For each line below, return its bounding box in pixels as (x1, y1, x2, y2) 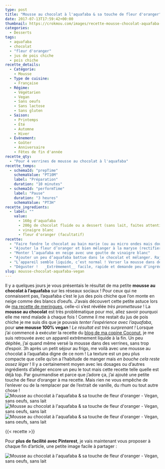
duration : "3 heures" (14, 195, 58, 200)
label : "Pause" (14, 191, 45, 195)
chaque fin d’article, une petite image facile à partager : (5, 443, 117, 449)
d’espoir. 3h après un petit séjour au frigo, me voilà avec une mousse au (5, 345, 151, 351)
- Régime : (9, 85, 29, 90)
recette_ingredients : (5, 204, 50, 210)
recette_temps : (5, 163, 36, 168)
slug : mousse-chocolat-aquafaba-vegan (5, 269, 84, 274)
